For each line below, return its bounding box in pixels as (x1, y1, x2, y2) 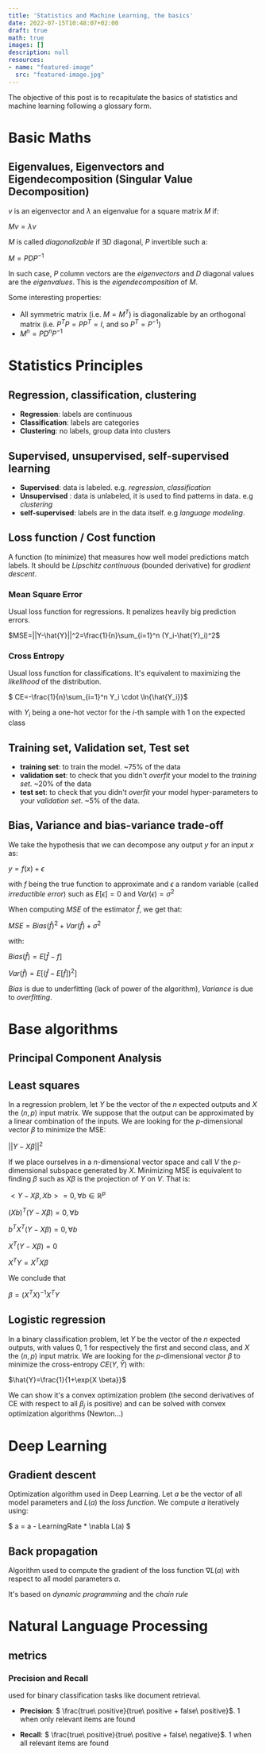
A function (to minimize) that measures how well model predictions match (8, 552, 249, 561)
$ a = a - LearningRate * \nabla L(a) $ (8, 1521, 131, 1531)
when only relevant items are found (19, 1714, 136, 1724)
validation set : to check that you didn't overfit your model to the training (19, 771, 256, 781)
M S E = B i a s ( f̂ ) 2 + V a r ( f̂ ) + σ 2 (8, 919, 102, 931)
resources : (8, 56, 44, 64)
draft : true (8, 26, 48, 34)
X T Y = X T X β (8, 1256, 49, 1267)
